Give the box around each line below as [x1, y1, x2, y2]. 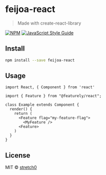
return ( [14, 111, 32, 116]
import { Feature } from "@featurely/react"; [5, 94, 101, 99]
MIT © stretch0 [5, 164, 37, 170]
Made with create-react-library [17, 20, 81, 26]
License [5, 151, 30, 159]
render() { [9, 107, 32, 112]
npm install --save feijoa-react [5, 58, 75, 63]
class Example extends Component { [5, 102, 79, 107]
